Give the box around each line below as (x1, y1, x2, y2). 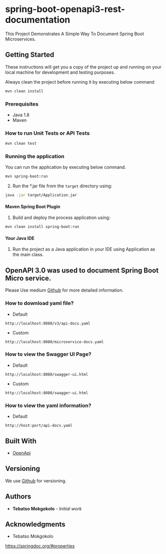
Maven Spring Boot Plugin (5, 203, 60, 209)
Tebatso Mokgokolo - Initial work (12, 505, 82, 511)
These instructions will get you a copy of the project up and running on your (5, 64, 161, 70)
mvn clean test (5, 141, 37, 146)
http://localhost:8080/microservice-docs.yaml (5, 339, 104, 344)
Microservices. (5, 36, 36, 42)
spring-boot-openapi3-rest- (5, 4, 125, 15)
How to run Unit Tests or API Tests (5, 129, 90, 136)
